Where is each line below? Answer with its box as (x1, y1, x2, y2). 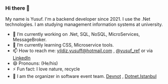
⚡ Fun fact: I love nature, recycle (12, 66, 80, 72)
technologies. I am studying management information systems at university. (5, 21, 163, 27)
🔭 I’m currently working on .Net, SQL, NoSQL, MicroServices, (12, 31, 140, 37)
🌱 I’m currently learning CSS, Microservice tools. (12, 42, 114, 48)
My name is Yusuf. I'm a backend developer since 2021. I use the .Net (5, 16, 151, 22)
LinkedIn (12, 55, 31, 61)
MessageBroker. (12, 36, 47, 43)
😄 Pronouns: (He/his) (12, 60, 58, 66)
